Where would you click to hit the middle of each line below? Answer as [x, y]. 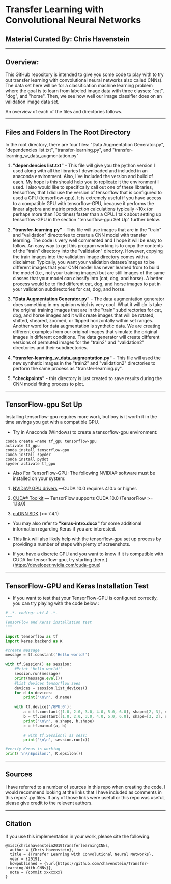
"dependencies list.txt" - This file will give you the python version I [84, 165]
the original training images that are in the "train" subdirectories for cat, [88, 310]
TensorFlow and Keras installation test [49, 622]
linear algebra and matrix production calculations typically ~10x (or [83, 209]
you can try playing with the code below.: [56, 603]
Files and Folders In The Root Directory [68, 132]
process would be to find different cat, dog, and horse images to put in [87, 284]
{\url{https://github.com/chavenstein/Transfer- [96, 863]
